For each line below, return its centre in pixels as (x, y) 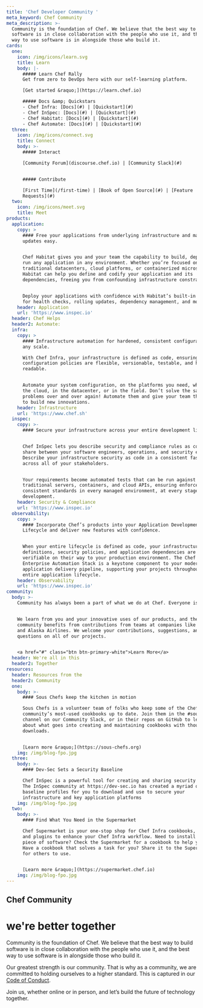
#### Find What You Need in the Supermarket (79, 820)
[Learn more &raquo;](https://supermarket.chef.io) (89, 870)
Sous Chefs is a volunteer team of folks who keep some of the (104, 709)
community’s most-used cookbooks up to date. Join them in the (104, 714)
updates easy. (40, 241)
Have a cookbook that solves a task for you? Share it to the (102, 848)
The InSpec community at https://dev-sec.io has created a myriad (108, 786)
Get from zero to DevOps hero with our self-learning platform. (105, 79)
